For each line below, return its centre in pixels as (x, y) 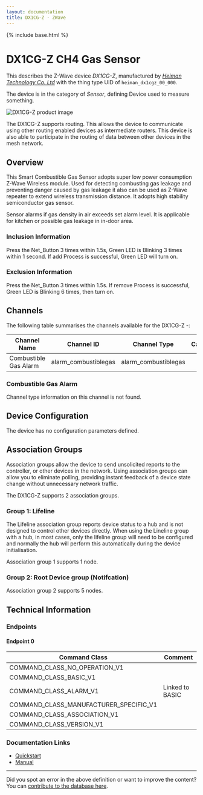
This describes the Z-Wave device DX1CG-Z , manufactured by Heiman (94, 76)
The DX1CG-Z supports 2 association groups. (63, 495)
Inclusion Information (38, 237)
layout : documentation (35, 12)
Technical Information (49, 610)
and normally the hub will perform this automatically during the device (93, 544)
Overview (25, 162)
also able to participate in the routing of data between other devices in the (98, 137)
